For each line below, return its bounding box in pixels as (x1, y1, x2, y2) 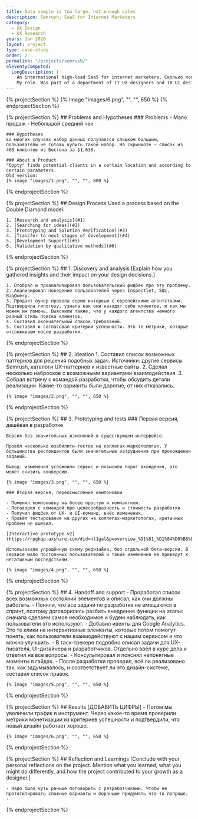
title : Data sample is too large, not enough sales (6, 8, 136, 15)
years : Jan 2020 (6, 36, 46, 42)
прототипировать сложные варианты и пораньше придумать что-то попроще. (6, 791, 189, 797)
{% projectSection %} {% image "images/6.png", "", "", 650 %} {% (6, 96, 168, 103)
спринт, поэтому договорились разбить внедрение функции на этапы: (6, 608, 184, 614)
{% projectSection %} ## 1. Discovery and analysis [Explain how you (6, 265, 173, 272)
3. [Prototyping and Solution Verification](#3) (6, 228, 128, 233)
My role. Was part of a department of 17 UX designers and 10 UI (16, 80, 181, 86)
